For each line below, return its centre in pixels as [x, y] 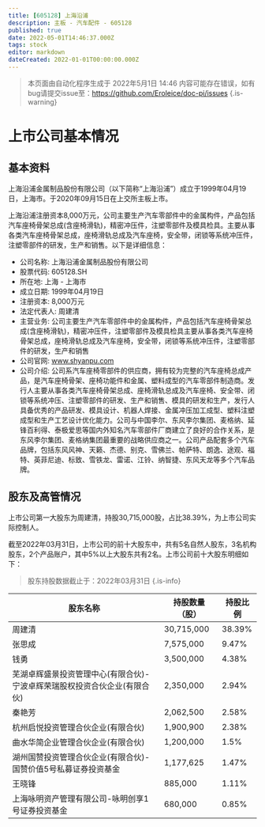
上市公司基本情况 [64, 137]
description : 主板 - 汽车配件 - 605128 [70, 23]
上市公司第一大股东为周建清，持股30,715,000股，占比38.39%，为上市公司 [129, 517]
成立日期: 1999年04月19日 [62, 291]
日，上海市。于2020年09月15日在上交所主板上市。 [90, 198]
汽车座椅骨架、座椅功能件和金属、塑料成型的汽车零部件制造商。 [144, 380]
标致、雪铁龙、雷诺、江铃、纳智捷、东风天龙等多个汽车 [158, 459]
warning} [42, 102]
